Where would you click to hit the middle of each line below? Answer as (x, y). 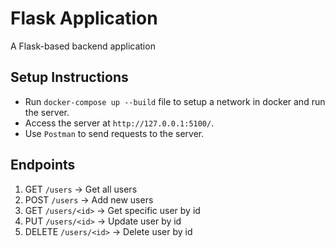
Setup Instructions (69, 77)
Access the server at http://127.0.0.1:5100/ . (119, 123)
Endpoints (43, 165)
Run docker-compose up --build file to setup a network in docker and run (175, 101)
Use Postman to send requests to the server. (114, 133)
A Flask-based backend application (83, 46)
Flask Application (84, 18)
